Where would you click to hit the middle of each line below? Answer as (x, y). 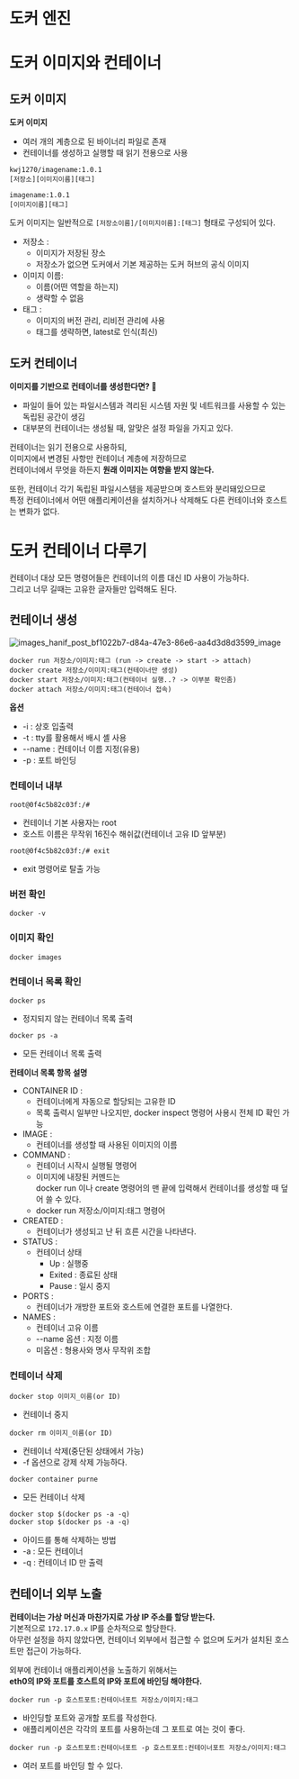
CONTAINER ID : (53, 1090)
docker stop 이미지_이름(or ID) (65, 1397)
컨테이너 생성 (44, 620)
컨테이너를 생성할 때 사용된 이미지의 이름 (106, 1144)
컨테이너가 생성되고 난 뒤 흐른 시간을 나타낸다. (116, 1231)
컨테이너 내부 (36, 785)
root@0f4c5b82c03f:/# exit (60, 851)
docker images (36, 957)
